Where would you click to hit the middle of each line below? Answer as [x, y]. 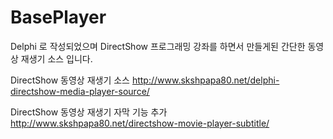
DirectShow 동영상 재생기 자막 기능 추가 [89, 112]
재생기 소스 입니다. [56, 58]
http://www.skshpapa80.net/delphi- [205, 80]
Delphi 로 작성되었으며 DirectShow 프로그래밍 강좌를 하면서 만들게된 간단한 [158, 46]
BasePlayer [58, 17]
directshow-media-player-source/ [80, 91]
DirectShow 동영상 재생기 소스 [70, 80]
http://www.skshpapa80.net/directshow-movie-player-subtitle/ [140, 123]
